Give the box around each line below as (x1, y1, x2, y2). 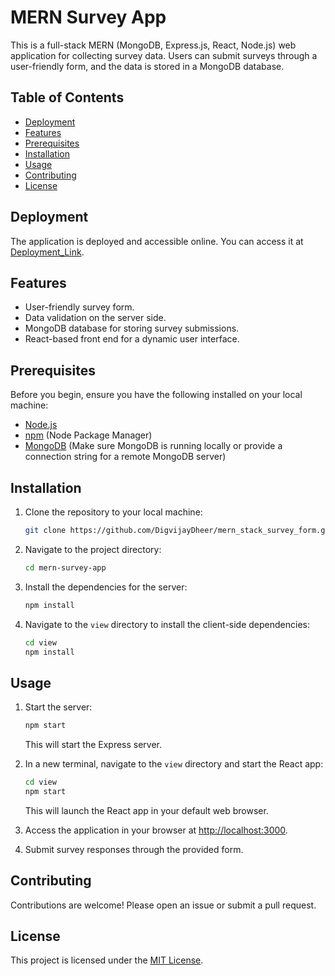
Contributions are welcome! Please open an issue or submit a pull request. (10, 899, 317, 911)
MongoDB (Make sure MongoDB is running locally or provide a (24, 440, 283, 452)
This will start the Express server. (24, 739, 163, 751)
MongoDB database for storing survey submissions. (24, 322, 240, 335)
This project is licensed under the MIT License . (10, 954, 204, 966)
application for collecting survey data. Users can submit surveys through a (10, 49, 318, 61)
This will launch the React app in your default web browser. (24, 804, 269, 816)
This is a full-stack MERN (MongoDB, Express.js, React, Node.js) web (10, 39, 297, 51)
